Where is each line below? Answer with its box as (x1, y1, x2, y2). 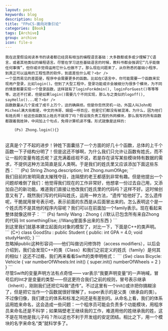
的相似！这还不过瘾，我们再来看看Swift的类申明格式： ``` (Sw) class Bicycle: (5, 253, 162, 259)
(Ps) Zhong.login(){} (14, 127, 59, 132)
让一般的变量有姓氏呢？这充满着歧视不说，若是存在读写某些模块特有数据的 (5, 154, 158, 160)
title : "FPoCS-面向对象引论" (5, 21, 61, 27)
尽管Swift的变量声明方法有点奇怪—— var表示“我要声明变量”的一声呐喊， (5, 270, 154, 276)
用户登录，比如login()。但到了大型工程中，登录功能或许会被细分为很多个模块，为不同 (8, 81, 162, 86)
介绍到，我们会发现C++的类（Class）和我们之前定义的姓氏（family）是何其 (5, 247, 161, 253)
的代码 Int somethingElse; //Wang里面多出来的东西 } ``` (5, 217, 117, 223)
